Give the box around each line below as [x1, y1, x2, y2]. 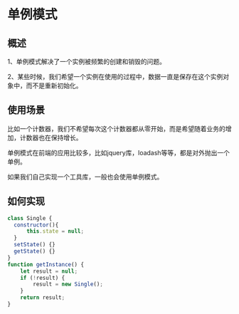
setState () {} [14, 241, 55, 248]
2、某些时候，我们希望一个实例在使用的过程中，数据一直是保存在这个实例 [7, 73, 223, 80]
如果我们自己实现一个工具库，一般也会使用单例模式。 [7, 172, 164, 181]
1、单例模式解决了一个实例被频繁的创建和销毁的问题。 [7, 58, 166, 66]
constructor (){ [14, 221, 59, 229]
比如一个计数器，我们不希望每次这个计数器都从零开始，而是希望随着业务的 [7, 124, 225, 132]
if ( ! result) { [20, 274, 65, 281]
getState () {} [14, 248, 55, 255]
